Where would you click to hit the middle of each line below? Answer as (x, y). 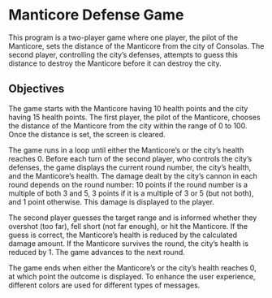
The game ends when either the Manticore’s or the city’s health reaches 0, (133, 268)
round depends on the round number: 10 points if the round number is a (128, 184)
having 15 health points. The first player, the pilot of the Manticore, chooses (135, 117)
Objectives (37, 89)
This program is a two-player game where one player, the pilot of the (123, 37)
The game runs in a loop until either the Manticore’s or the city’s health (126, 150)
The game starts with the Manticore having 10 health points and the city (128, 108)
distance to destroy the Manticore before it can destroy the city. (115, 63)
